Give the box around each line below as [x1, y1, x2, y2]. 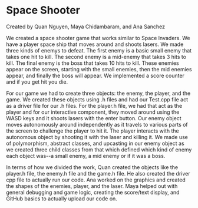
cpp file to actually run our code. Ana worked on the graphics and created [6, 176, 186, 183]
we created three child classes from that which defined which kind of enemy [6, 146, 192, 153]
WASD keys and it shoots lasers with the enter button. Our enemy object [6, 114, 181, 121]
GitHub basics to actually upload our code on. [6, 195, 118, 202]
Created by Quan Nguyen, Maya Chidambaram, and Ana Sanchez [6, 23, 165, 30]
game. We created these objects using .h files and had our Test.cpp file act [6, 95, 189, 103]
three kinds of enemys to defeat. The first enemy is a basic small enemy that [6, 47, 192, 54]
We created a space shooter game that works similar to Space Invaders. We [6, 34, 190, 41]
